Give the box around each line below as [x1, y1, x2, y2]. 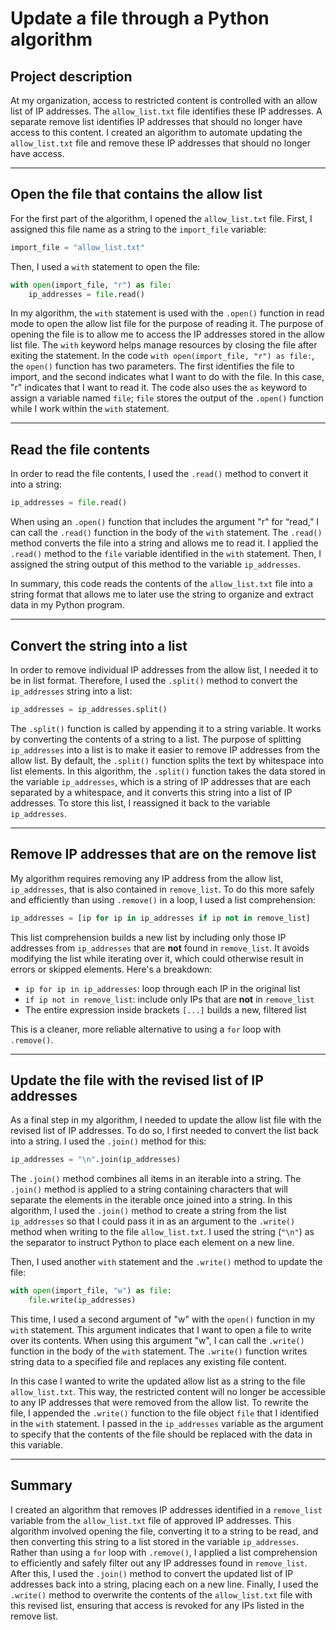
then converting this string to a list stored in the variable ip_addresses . [10, 1535, 299, 1547]
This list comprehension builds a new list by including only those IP [10, 931, 287, 943]
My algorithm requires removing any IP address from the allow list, [10, 872, 284, 884]
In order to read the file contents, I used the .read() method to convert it [10, 468, 309, 480]
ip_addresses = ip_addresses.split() [10, 704, 168, 714]
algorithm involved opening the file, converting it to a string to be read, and [10, 1525, 319, 1537]
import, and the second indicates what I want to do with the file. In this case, [10, 371, 325, 383]
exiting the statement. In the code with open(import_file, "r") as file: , [10, 350, 315, 362]
